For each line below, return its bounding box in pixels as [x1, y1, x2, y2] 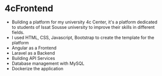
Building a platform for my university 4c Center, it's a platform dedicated [11, 19, 158, 25]
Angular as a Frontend [11, 45, 57, 51]
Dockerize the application [11, 65, 64, 71]
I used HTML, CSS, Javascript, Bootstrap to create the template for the [11, 35, 155, 40]
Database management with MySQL [11, 60, 85, 66]
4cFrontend [4, 3, 53, 14]
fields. [11, 29, 24, 35]
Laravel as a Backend [11, 50, 55, 56]
